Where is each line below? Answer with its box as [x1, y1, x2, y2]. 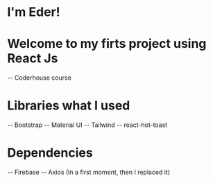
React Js [7, 51, 58, 67]
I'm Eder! [7, 4, 60, 20]
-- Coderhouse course [7, 73, 71, 82]
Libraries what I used [7, 98, 130, 114]
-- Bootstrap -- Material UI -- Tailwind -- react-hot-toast [7, 121, 168, 129]
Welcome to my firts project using [7, 36, 207, 52]
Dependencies [7, 145, 93, 161]
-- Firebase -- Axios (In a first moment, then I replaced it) [7, 168, 171, 176]
